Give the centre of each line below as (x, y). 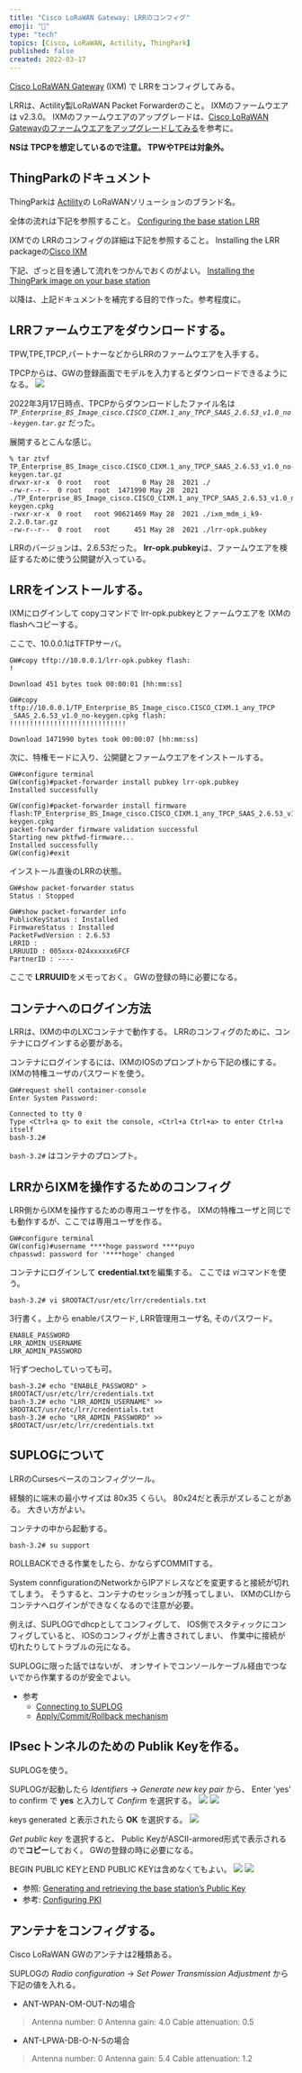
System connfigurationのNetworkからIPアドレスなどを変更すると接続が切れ (150, 1582)
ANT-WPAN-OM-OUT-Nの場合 (79, 2004)
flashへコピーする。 (46, 625)
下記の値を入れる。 (45, 1985)
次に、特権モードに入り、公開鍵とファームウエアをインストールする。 (139, 757)
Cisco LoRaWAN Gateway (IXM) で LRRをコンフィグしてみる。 (124, 86)
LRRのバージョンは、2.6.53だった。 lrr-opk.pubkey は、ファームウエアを (145, 547)
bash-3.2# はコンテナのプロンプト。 (75, 1155)
